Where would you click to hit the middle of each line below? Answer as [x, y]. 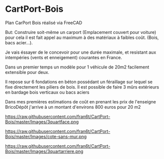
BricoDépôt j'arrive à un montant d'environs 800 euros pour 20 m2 [73, 107]
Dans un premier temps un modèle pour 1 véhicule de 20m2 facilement [77, 67]
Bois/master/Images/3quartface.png [42, 122]
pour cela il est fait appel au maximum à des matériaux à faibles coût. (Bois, [82, 37]
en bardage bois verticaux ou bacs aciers [47, 92]
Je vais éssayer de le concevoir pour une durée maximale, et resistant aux [81, 52]
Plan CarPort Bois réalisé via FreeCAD [44, 23]
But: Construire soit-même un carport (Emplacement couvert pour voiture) [81, 32]
